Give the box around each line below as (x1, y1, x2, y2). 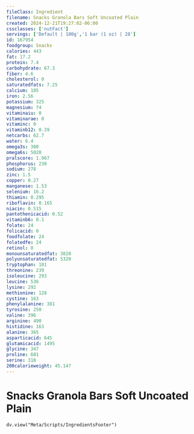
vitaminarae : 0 (6, 115, 45, 121)
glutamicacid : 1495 (6, 340, 55, 346)
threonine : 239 (6, 267, 45, 274)
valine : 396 (6, 313, 36, 319)
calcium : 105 (6, 88, 39, 94)
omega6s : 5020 (6, 149, 42, 155)
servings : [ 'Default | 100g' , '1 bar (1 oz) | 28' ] (6, 31, 136, 37)
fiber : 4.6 (6, 71, 34, 77)
